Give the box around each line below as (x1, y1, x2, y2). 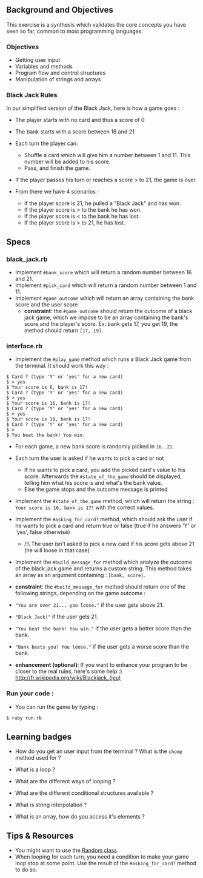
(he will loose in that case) (24, 547, 90, 554)
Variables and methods (15, 63, 73, 70)
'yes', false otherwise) (15, 528, 71, 536)
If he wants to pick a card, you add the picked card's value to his (24, 467, 186, 474)
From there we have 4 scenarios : (15, 188, 99, 195)
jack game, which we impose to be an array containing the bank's (24, 314, 188, 321)
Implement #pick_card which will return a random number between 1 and (15, 282, 197, 289)
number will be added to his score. (24, 158, 111, 166)
